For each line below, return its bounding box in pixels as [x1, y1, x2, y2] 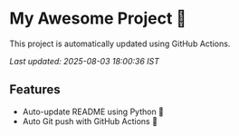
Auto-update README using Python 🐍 [22, 106, 165, 117]
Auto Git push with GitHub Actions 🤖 [22, 115, 158, 126]
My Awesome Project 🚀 [9, 8, 187, 29]
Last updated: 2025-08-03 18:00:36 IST [9, 55, 160, 66]
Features [9, 82, 61, 98]
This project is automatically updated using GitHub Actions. [9, 38, 231, 49]
